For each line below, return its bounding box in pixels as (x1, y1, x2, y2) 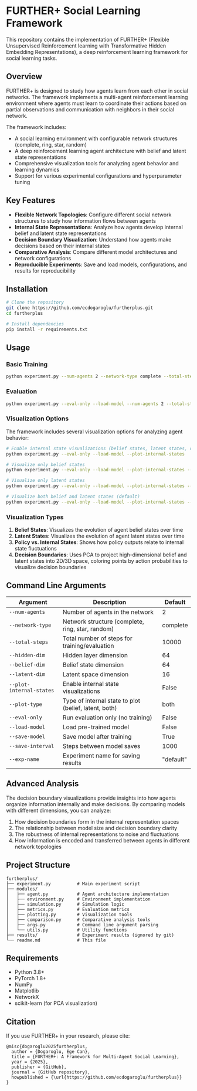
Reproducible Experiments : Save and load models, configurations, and (14, 261, 188, 268)
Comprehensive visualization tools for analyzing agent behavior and (14, 159, 179, 166)
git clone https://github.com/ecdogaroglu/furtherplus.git (6, 305, 154, 311)
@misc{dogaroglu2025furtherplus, (6, 1044, 88, 1050)
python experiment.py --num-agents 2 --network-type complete (6, 373, 161, 379)
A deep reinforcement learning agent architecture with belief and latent (14, 147, 186, 154)
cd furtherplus (6, 311, 43, 317)
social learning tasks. (6, 55, 57, 62)
